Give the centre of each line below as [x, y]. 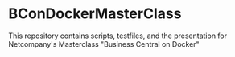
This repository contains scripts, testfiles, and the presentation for [118, 36]
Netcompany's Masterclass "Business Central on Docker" [104, 44]
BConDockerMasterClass [95, 14]
